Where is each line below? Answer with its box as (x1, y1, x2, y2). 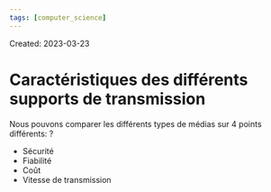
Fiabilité (22, 155, 52, 166)
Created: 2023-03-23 (9, 38, 90, 49)
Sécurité (22, 145, 54, 156)
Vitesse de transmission (22, 174, 112, 185)
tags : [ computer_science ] (9, 13, 106, 23)
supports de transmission (9, 88, 206, 109)
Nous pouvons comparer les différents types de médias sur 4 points (9, 118, 263, 129)
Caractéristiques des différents (9, 69, 248, 90)
